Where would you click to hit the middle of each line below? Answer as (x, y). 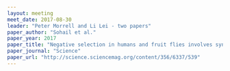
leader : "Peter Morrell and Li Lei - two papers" (79, 26)
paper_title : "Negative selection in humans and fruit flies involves (110, 45)
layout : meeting (30, 13)
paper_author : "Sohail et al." (52, 32)
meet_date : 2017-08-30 (39, 20)
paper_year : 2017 (32, 39)
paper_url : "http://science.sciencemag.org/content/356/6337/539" (104, 57)
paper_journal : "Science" (44, 51)
